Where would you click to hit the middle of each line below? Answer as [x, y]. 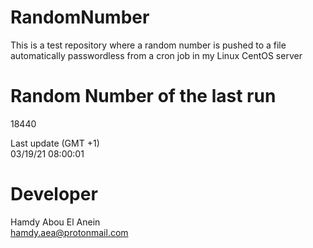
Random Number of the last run [143, 96]
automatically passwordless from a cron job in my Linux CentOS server [156, 55]
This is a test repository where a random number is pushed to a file [148, 45]
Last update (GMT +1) [55, 143]
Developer [54, 194]
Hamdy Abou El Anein [55, 222]
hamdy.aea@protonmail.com [69, 232]
